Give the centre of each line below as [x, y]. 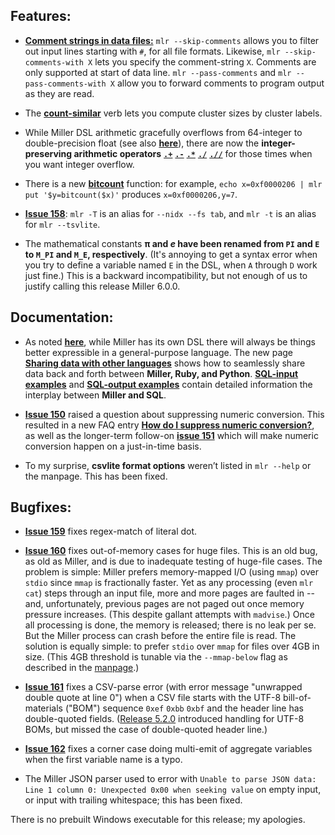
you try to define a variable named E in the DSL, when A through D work [171, 265]
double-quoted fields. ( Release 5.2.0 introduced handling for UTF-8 [164, 719]
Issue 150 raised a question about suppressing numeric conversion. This [174, 414]
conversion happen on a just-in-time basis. [113, 446]
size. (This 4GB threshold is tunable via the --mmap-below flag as [156, 657]
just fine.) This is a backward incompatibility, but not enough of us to [166, 275]
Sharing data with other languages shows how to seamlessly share [165, 363]
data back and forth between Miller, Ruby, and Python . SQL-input [161, 373]
